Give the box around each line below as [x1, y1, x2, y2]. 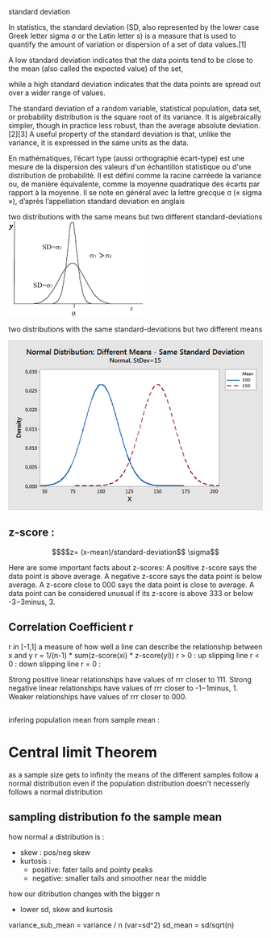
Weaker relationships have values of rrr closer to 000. [8, 691, 187, 701]
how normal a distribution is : [8, 832, 105, 841]
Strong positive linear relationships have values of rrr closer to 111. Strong [8, 674, 252, 684]
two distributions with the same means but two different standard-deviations [8, 212, 263, 221]
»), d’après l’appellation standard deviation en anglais [8, 197, 186, 206]
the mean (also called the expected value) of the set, [8, 64, 184, 73]
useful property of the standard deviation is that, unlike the [35, 129, 231, 139]
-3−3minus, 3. [8, 597, 56, 607]
